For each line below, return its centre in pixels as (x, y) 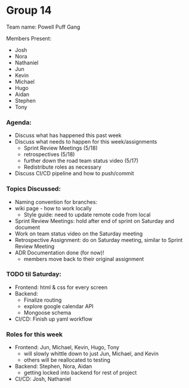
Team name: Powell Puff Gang (43, 27)
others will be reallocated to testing (67, 360)
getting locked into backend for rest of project (80, 373)
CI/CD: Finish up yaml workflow (54, 319)
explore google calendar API (58, 306)
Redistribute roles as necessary (62, 167)
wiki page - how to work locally (53, 208)
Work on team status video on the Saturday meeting (79, 234)
